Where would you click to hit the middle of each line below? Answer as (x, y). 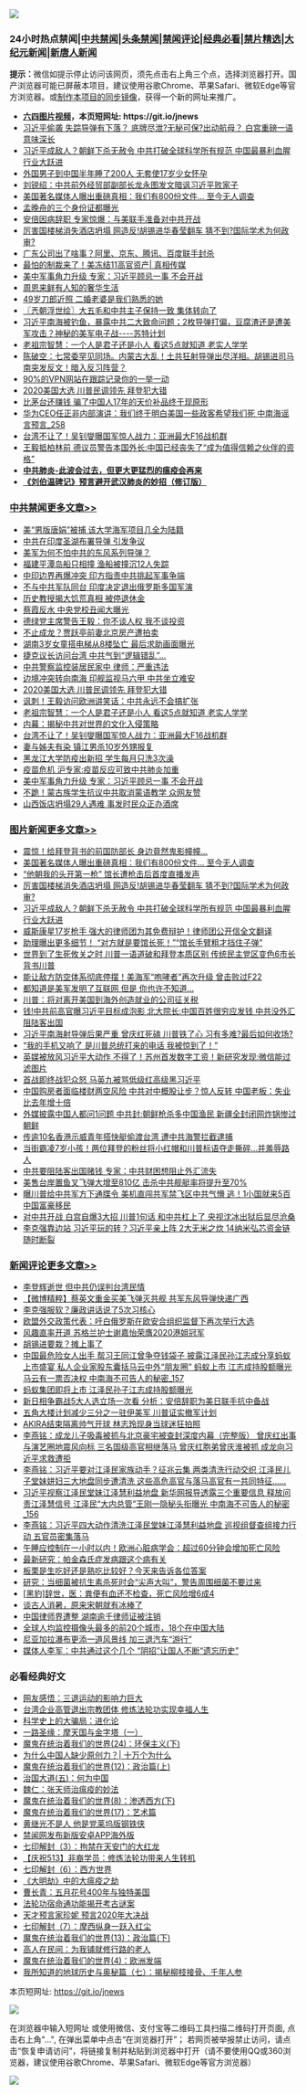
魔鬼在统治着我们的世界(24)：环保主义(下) (101, 1744)
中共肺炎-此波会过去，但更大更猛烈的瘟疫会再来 (112, 471)
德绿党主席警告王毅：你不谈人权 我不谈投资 (103, 620)
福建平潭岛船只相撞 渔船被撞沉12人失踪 (96, 564)
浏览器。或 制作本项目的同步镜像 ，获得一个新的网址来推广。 (129, 97)
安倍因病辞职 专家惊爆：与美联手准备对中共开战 (112, 219)
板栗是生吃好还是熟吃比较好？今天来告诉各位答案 (114, 1570)
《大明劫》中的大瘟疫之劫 (71, 1881)
